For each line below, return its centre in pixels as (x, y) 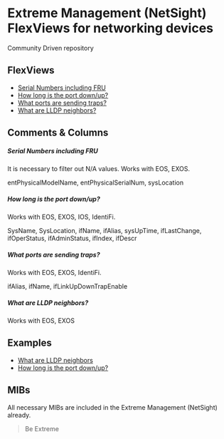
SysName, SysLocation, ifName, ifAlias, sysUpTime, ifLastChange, (105, 231)
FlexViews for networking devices (111, 28)
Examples (30, 343)
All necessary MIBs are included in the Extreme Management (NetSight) (113, 407)
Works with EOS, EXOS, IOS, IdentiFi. (62, 217)
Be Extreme (42, 428)
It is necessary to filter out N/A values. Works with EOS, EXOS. (99, 169)
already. (19, 415)
